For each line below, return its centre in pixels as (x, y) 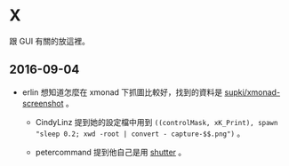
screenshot (43, 103)
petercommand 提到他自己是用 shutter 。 (111, 152)
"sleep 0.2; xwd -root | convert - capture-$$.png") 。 (140, 133)
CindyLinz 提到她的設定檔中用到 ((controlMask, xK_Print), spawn (157, 122)
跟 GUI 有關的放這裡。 (50, 41)
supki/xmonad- (253, 92)
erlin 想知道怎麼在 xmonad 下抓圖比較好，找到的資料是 (122, 92)
